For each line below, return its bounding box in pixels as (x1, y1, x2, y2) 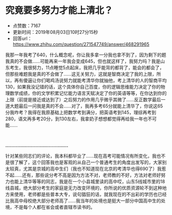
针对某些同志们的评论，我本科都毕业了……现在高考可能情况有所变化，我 (5, 153, 157, 159)
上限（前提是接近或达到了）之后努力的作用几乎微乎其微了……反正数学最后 (5, 96, 161, 102)
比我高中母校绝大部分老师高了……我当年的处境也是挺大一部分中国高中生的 (5, 198, 161, 204)
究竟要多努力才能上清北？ (5, 5, 114, 16)
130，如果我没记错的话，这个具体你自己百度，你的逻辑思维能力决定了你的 (5, 83, 161, 90)
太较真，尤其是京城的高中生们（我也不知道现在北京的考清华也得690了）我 (5, 165, 162, 171)
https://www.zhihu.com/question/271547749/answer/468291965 (12, 41, 149, 47)
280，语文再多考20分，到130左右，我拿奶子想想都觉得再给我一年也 (5, 116, 148, 122)
